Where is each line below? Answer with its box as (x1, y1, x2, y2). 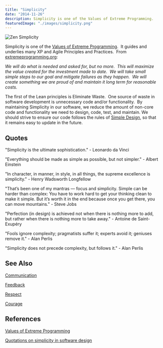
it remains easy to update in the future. (5, 120, 83, 126)
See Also (5, 260, 33, 268)
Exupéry (5, 221, 22, 227)
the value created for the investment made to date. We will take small (5, 69, 146, 75)
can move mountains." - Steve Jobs (5, 201, 77, 207)
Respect (5, 291, 22, 297)
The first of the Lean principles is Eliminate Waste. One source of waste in (5, 94, 155, 100)
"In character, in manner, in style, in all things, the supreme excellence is (5, 171, 150, 177)
